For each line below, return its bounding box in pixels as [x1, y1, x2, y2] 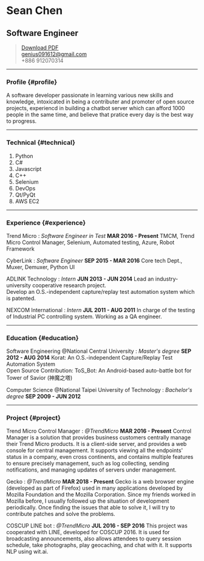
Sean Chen [6, 4, 63, 18]
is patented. [6, 294, 36, 302]
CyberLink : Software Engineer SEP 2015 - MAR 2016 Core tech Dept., [6, 257, 183, 264]
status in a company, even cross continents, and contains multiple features [6, 453, 194, 461]
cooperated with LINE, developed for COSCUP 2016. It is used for [6, 529, 170, 536]
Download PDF [21, 44, 59, 51]
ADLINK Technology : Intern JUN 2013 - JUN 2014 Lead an [6, 275, 154, 282]
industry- [155, 275, 178, 282]
